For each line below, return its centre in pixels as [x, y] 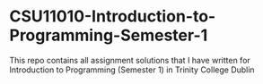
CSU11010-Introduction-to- [113, 17]
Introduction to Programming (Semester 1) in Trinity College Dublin [132, 70]
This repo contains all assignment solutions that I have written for [130, 60]
